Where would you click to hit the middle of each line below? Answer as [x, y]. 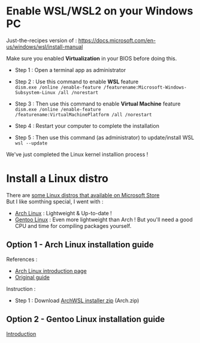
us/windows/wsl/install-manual [45, 47]
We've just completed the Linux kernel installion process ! [77, 154]
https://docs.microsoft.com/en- [117, 40]
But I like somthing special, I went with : [55, 201]
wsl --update [31, 143]
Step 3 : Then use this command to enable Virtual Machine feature [98, 104]
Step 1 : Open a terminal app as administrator [70, 70]
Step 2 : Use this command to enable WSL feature [77, 82]
